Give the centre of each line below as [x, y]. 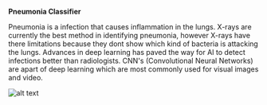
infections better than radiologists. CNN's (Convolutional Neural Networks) [131, 60]
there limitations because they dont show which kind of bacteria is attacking [133, 44]
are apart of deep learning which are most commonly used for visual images [133, 69]
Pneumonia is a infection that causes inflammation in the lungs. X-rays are [130, 27]
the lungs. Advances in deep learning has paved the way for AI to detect [127, 52]
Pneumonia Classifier [45, 12]
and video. [26, 78]
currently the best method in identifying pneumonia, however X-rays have [130, 35]
